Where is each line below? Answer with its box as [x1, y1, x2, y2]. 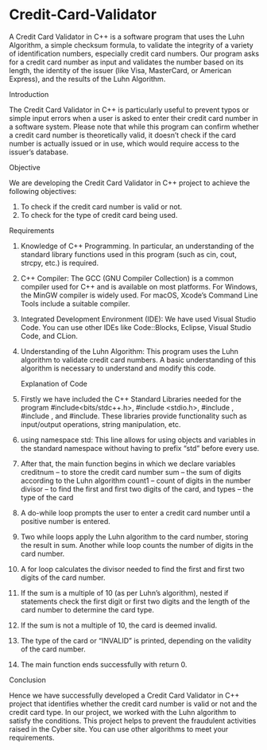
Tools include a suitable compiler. [20, 298, 130, 308]
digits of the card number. [20, 573, 106, 582]
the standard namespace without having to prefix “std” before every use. [20, 443, 260, 453]
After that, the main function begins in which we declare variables [20, 459, 236, 468]
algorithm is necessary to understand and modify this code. [20, 363, 217, 373]
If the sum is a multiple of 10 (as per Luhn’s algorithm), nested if [20, 588, 229, 597]
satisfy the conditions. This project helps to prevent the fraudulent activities [9, 716, 257, 725]
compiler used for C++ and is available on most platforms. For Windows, [20, 282, 257, 291]
